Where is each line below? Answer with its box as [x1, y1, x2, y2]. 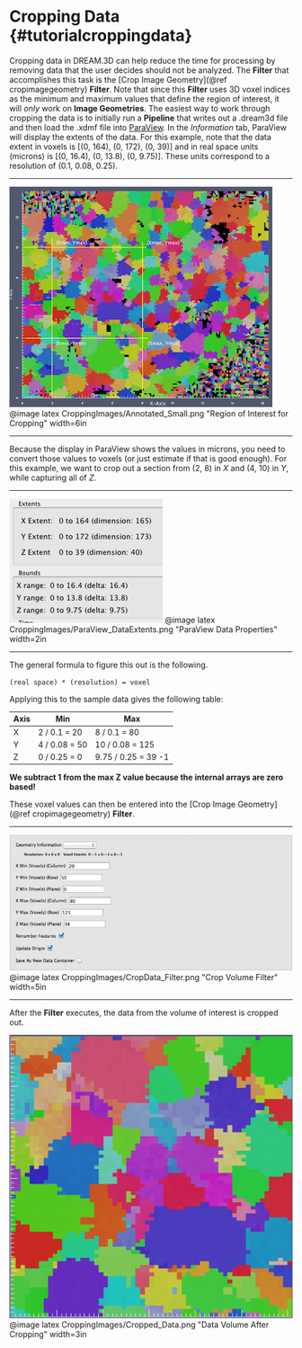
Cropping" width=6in [9, 417, 87, 428]
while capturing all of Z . [9, 472, 97, 483]
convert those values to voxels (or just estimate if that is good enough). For [9, 452, 288, 464]
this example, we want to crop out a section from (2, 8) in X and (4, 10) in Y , [9, 462, 289, 473]
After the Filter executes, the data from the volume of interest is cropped [9, 1007, 279, 1018]
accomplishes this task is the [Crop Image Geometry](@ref [9, 74, 227, 85]
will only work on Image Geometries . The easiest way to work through [9, 103, 271, 113]
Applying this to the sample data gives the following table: [9, 693, 224, 704]
